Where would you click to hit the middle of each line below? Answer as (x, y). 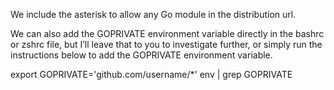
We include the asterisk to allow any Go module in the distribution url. (153, 14)
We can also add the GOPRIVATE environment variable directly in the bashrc (167, 33)
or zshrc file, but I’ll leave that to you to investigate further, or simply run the (166, 44)
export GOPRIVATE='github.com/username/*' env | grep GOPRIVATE (151, 74)
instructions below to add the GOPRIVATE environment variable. (141, 55)
